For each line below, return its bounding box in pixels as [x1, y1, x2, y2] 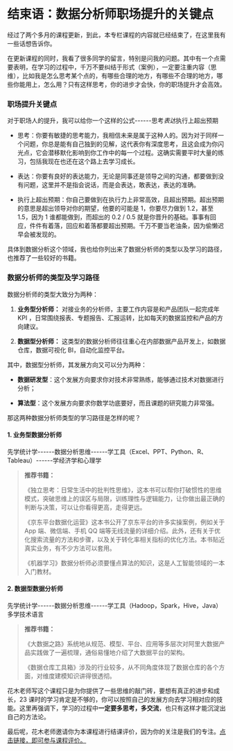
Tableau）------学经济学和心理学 [7, 456, 102, 465]
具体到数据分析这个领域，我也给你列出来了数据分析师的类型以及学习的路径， [7, 245, 226, 254]
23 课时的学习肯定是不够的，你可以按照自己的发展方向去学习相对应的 [19, 695, 217, 703]
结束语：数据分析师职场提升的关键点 [7, 6, 214, 22]
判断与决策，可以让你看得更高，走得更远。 [24, 503, 146, 511]
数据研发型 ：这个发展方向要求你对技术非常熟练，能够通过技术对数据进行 [17, 375, 224, 383]
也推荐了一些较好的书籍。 [7, 254, 80, 262]
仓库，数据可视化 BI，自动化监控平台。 [17, 346, 128, 354]
